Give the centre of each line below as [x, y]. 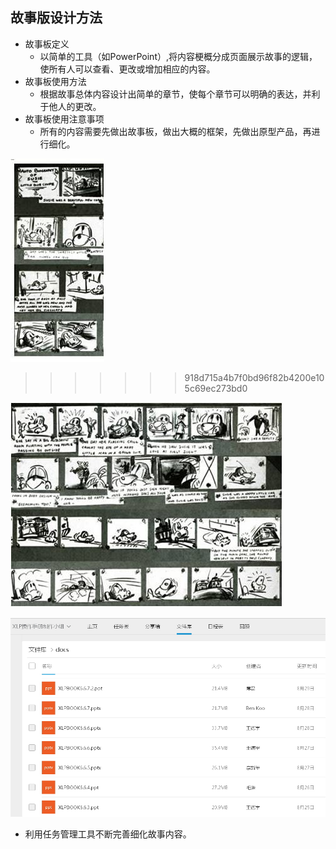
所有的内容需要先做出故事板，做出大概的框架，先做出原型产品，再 [175, 131]
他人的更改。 [75, 106]
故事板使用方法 [55, 81]
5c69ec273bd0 [216, 388]
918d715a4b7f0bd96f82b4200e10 [254, 377]
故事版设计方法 [56, 18]
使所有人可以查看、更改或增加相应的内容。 [127, 69]
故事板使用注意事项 [64, 119]
